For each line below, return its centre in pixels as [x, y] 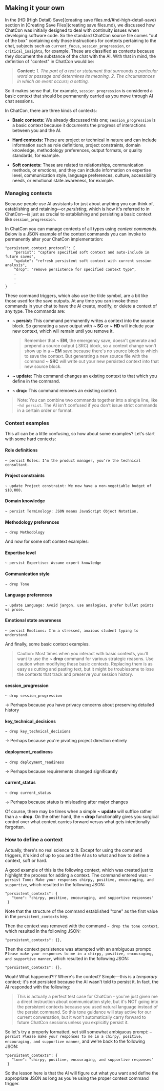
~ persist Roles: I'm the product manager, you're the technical [73, 460]
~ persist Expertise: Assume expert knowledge [53, 563]
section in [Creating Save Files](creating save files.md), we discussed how [80, 25]
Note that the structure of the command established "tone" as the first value [82, 911]
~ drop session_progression [34, 696]
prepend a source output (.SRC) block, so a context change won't [90, 346]
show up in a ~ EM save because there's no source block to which [91, 351]
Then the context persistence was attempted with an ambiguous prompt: [78, 949]
